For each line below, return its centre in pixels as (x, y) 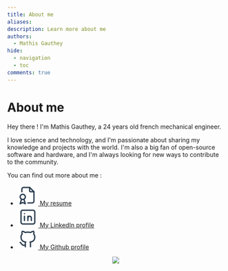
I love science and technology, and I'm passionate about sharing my (104, 140)
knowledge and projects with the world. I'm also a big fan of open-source (111, 147)
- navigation (32, 58)
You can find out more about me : (54, 175)
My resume (56, 203)
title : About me (30, 14)
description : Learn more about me (57, 29)
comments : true (29, 72)
